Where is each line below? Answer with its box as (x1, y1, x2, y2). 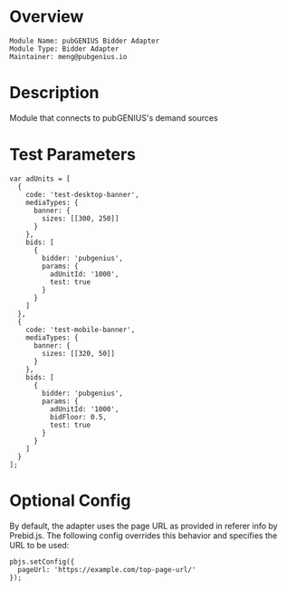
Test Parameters (9, 144, 137, 165)
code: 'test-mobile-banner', (25, 325, 136, 334)
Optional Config (9, 490, 131, 510)
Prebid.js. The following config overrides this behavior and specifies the (9, 529, 278, 541)
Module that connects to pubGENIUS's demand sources (9, 112, 219, 123)
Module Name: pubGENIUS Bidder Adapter (9, 36, 160, 45)
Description (9, 83, 100, 103)
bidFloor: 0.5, (49, 412, 107, 421)
